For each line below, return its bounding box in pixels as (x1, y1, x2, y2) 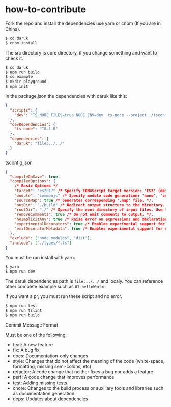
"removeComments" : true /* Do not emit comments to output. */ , (14, 212, 154, 217)
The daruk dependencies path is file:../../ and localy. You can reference (5, 278, 163, 284)
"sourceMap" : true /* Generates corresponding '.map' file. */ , (14, 198, 154, 203)
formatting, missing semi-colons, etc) (12, 363, 92, 369)
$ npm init (5, 84, 28, 89)
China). (5, 25, 21, 32)
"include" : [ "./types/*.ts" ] (10, 240, 72, 246)
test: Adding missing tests (12, 379, 67, 386)
